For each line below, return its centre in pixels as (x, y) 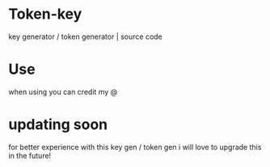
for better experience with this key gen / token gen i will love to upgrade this (135, 147)
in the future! (30, 156)
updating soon (58, 124)
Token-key (45, 14)
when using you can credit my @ (63, 92)
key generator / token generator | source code (86, 36)
